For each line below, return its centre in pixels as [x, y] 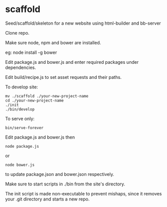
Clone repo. [17, 33]
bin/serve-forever [24, 128]
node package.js [22, 146]
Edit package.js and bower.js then [40, 137]
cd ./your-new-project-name [35, 100]
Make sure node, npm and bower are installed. [53, 42]
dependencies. [21, 67]
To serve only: [20, 119]
